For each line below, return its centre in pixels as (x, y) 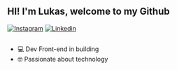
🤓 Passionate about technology (63, 59)
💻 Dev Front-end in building (58, 49)
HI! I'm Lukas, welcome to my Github (88, 12)
